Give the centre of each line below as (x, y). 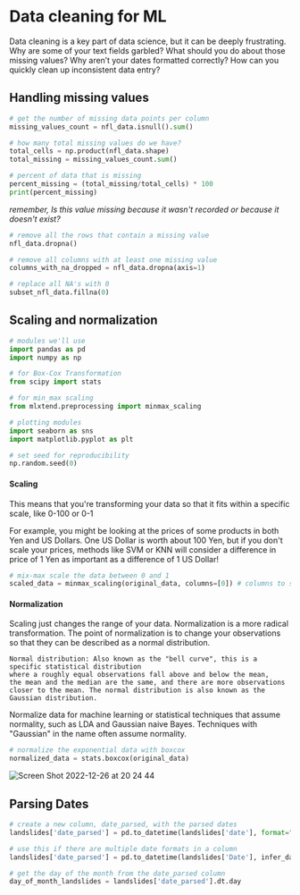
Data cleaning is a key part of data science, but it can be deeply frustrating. (148, 41)
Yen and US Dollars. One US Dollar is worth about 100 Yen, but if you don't (146, 540)
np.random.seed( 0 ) (43, 464)
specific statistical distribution (75, 667)
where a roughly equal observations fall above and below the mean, (139, 675)
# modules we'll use (48, 341)
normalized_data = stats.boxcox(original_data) (100, 759)
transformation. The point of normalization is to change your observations (145, 633)
